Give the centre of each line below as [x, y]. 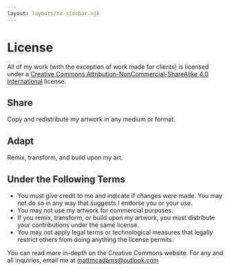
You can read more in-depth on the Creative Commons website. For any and [115, 253]
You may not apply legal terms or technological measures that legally [115, 232]
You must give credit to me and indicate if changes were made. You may [119, 196]
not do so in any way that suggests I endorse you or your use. [105, 203]
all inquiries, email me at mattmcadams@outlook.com [83, 260]
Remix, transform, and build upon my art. [65, 158]
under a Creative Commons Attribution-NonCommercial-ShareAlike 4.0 [108, 74]
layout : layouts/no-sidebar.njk [53, 13]
